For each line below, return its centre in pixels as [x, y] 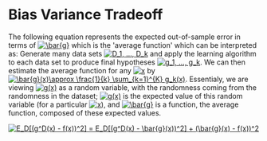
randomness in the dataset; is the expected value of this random [126, 96]
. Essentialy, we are [217, 79]
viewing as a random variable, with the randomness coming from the [133, 87]
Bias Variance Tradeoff [86, 15]
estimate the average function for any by [82, 70]
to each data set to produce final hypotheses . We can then [127, 62]
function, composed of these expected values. [85, 112]
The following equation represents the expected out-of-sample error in [125, 37]
